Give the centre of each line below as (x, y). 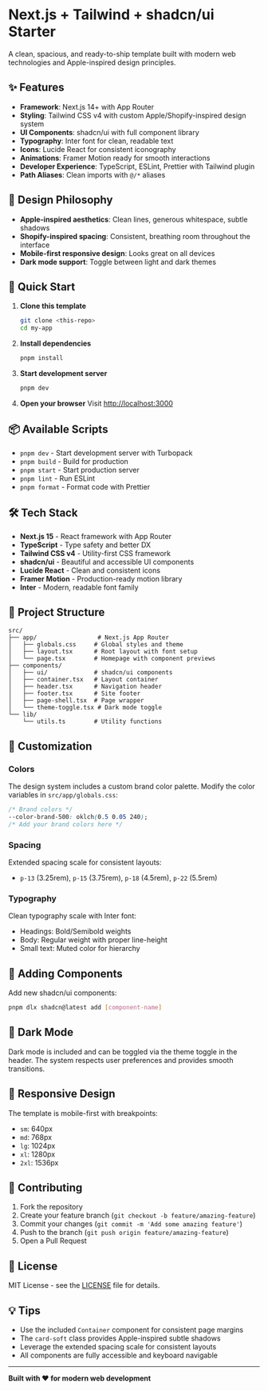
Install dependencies (55, 344)
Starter (32, 32)
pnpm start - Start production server (79, 470)
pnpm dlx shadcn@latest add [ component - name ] (85, 1008)
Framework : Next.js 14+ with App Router (87, 106)
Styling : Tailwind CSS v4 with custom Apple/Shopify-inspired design (133, 115)
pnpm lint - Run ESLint (57, 478)
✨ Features (36, 88)
